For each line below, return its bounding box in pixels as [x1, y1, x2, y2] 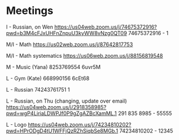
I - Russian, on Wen [6, 23, 53, 30]
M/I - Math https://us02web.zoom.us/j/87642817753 [6, 41, 133, 48]
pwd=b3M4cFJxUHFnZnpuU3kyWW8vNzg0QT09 [6, 29, 127, 36]
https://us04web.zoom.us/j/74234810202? [28, 121, 131, 128]
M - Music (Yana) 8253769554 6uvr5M [6, 63, 101, 71]
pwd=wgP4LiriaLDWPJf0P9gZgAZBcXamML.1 [6, 110, 117, 117]
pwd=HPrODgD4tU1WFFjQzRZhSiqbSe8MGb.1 [6, 127, 119, 134]
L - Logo [6, 121, 27, 128]
